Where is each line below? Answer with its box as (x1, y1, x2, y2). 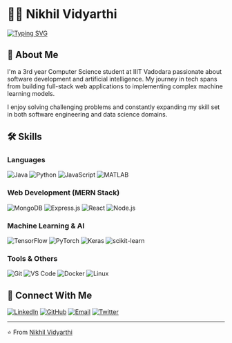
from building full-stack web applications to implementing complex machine (7, 82, 223, 90)
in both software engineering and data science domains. (7, 110, 168, 118)
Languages (7, 155, 46, 165)
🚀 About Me (7, 49, 59, 61)
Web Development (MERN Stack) (7, 188, 120, 197)
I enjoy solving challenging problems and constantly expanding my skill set (7, 103, 220, 111)
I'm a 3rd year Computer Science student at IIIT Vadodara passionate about (7, 67, 222, 75)
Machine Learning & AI (7, 221, 85, 231)
